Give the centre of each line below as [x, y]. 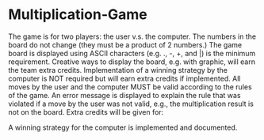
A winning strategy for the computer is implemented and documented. [123, 127]
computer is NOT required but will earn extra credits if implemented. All [124, 78]
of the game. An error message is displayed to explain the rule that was [124, 95]
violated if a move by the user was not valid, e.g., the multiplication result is [131, 104]
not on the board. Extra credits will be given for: [86, 112]
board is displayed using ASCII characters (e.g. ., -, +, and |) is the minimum [132, 53]
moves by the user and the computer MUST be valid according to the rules [130, 87]
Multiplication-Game [78, 15]
